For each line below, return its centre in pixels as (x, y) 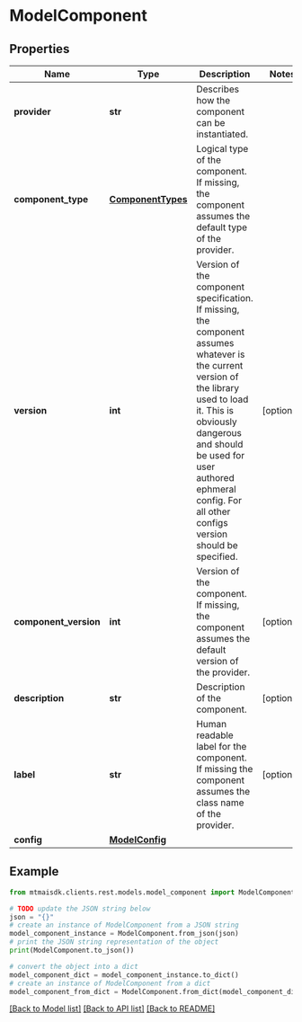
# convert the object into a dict (74, 966)
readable (215, 735)
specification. (225, 298)
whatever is (221, 354)
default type (222, 227)
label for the (222, 747)
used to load (222, 399)
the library (218, 388)
